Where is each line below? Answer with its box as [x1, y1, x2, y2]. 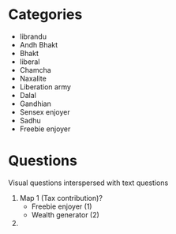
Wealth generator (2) [31, 209, 100, 219]
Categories [8, 6, 83, 24]
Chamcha [19, 65, 51, 74]
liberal [19, 57, 40, 66]
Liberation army [19, 81, 71, 92]
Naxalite [19, 74, 47, 83]
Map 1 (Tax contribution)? [19, 193, 103, 202]
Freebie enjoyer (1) [31, 202, 92, 211]
